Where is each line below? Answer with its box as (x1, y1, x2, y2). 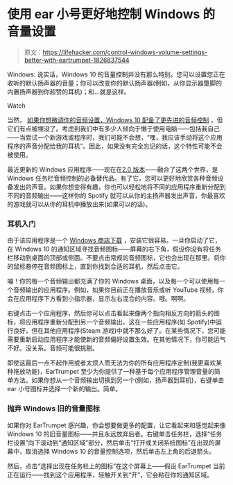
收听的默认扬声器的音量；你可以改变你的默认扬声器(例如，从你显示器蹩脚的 (7, 79, 223, 87)
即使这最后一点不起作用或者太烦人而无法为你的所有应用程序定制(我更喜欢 (7, 359, 216, 367)
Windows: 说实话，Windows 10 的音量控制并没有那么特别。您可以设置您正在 (7, 70, 225, 79)
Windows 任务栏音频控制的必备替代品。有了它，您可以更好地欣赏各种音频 (7, 174, 218, 182)
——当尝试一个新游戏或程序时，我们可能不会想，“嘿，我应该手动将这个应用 (7, 133, 223, 141)
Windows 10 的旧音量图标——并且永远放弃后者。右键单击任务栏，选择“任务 (7, 429, 223, 438)
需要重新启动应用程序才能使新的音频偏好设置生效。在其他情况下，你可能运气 (7, 335, 226, 344)
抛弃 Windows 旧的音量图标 (7, 404, 101, 413)
